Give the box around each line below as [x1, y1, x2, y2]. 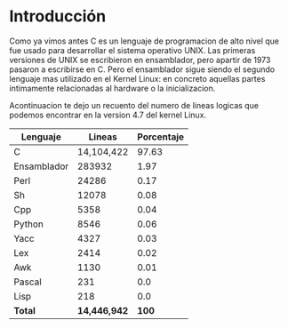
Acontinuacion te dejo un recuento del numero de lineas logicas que [9, 100, 260, 110]
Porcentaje [137, 131, 185, 143]
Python [13, 218, 44, 230]
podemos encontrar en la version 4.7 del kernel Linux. [9, 109, 207, 120]
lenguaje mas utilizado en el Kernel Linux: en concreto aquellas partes [9, 73, 266, 84]
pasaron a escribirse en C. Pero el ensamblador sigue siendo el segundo [9, 64, 276, 75]
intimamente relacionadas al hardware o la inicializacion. [9, 83, 216, 93]
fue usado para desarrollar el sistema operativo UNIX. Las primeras [9, 44, 256, 55]
